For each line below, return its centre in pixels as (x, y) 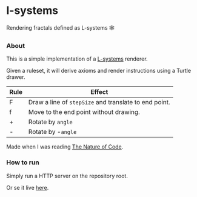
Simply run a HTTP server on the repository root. (67, 176)
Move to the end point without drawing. (84, 112)
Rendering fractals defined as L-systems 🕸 (61, 27)
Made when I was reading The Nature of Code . (65, 147)
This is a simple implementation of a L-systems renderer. (77, 59)
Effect (99, 92)
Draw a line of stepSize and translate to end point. (99, 102)
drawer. (16, 77)
